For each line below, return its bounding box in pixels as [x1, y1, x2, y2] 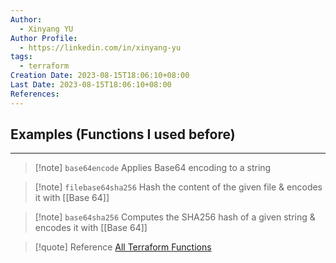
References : [10, 89, 60, 99]
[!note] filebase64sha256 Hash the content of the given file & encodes [34, 181, 323, 193]
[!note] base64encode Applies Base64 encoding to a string [34, 162, 272, 174]
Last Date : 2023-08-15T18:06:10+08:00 [10, 80, 172, 90]
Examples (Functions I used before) [10, 126, 236, 143]
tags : [10, 52, 33, 62]
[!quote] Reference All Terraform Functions [34, 241, 212, 253]
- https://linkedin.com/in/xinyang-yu [19, 42, 182, 53]
